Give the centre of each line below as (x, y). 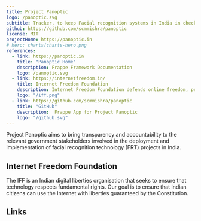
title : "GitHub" (37, 106)
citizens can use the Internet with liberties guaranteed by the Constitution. (98, 193)
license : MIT (22, 34)
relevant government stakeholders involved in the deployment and (88, 141)
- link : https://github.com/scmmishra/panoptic (72, 101)
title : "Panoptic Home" (47, 62)
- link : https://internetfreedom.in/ (59, 78)
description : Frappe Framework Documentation (75, 67)
